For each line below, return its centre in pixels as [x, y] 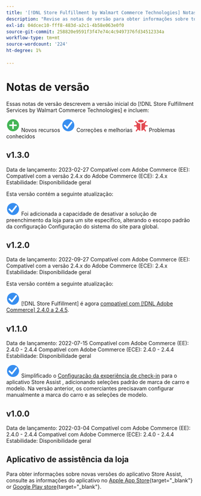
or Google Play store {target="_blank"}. [54, 486]
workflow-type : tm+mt [33, 38]
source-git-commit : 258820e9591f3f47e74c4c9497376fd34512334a [85, 32]
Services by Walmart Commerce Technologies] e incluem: [78, 110]
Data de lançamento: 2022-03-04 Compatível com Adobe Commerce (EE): [98, 428]
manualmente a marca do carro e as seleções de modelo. [77, 395]
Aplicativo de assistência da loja [68, 460]
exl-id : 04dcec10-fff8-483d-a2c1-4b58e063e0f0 [65, 25]
